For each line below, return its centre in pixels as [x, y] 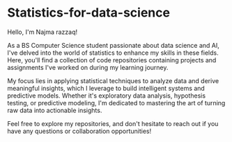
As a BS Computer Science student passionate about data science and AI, [113, 45]
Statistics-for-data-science [89, 13]
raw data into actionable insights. [55, 110]
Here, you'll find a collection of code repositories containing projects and [112, 60]
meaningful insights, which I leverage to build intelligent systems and [106, 88]
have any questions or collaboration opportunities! [79, 131]
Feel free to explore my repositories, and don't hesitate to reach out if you [113, 123]
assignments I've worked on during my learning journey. [88, 67]
